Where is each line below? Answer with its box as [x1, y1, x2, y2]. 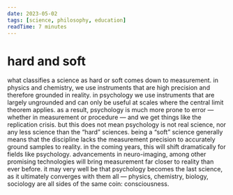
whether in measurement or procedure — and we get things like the [7, 113, 202, 122]
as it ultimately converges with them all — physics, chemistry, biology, [7, 172, 209, 181]
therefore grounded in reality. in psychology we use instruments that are [7, 91, 215, 100]
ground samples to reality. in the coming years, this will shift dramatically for [7, 143, 226, 151]
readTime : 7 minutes [7, 23, 68, 30]
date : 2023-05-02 [7, 10, 58, 17]
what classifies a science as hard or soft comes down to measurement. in [7, 76, 218, 84]
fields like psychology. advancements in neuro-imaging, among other [7, 150, 206, 159]
